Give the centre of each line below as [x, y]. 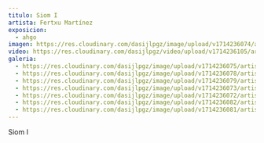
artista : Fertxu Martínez [50, 23]
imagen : [21, 45]
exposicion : [27, 30]
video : [19, 52]
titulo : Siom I [33, 15]
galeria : [22, 59]
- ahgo [26, 37]
